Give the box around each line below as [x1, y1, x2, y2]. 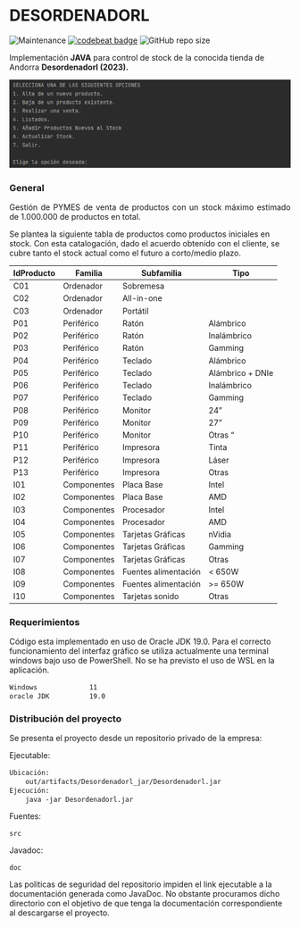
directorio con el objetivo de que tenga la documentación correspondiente [9, 898, 283, 909]
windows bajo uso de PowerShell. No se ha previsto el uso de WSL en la [9, 656, 275, 666]
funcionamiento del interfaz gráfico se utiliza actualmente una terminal [9, 646, 270, 656]
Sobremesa [121, 280, 165, 291]
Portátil [121, 305, 149, 316]
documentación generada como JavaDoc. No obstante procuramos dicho [9, 889, 280, 899]
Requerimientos [9, 615, 80, 628]
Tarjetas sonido [121, 591, 179, 602]
